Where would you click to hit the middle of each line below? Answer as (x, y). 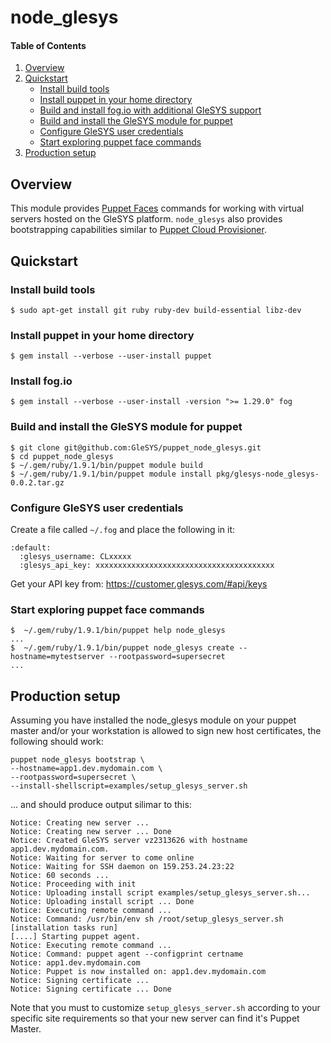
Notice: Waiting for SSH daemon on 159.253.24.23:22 (122, 867)
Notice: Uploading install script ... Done (102, 902)
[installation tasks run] (64, 928)
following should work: (57, 742)
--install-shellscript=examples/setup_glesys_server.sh (129, 786)
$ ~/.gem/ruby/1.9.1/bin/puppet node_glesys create (122, 648)
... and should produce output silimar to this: (101, 805)
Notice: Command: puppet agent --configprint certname (127, 954)
